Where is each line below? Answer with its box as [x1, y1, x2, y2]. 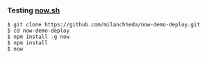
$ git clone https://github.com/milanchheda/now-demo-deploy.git [7, 22, 200, 28]
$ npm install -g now [7, 33, 70, 40]
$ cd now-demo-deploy [7, 27, 70, 35]
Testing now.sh [7, 6, 60, 15]
